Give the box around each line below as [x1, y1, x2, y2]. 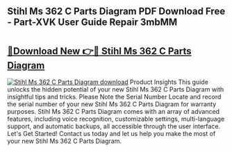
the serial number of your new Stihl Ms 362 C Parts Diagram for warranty [7, 100, 217, 108]
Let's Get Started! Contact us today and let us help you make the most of [7, 130, 216, 137]
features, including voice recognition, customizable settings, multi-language [7, 115, 225, 123]
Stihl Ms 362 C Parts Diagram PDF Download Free [7, 6, 226, 17]
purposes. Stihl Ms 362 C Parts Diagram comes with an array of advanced [7, 108, 220, 115]
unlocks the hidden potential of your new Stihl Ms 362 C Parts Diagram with [7, 85, 224, 93]
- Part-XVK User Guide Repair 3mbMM [7, 17, 178, 28]
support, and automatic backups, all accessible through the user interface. [7, 122, 221, 130]
